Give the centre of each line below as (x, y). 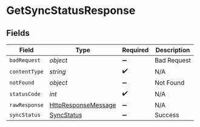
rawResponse (27, 105)
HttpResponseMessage (83, 105)
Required (135, 50)
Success (167, 115)
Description (173, 50)
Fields (18, 33)
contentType (27, 71)
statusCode (25, 94)
